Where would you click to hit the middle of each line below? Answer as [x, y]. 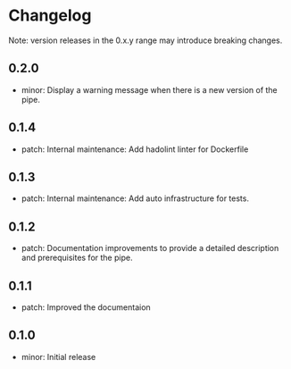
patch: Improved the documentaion [86, 307]
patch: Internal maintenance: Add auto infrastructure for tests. [135, 198]
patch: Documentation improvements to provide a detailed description [150, 248]
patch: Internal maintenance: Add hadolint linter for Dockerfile [135, 149]
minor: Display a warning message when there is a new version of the [149, 89]
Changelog [50, 16]
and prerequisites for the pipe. [77, 258]
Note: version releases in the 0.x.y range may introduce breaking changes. [145, 40]
